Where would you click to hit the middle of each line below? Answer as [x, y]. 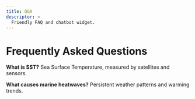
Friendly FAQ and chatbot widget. [53, 22]
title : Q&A [19, 11]
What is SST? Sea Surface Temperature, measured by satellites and [88, 67]
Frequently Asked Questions [77, 51]
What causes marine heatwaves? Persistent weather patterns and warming [98, 84]
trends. [15, 91]
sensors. [17, 73]
